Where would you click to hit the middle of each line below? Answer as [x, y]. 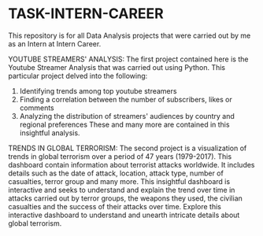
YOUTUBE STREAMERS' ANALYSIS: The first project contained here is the [128, 59]
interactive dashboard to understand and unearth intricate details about [124, 215]
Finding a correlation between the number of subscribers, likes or [126, 99]
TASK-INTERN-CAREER [86, 14]
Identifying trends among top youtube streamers [98, 90]
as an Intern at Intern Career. [55, 43]
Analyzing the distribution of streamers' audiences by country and [127, 116]
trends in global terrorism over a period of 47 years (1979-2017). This [120, 156]
